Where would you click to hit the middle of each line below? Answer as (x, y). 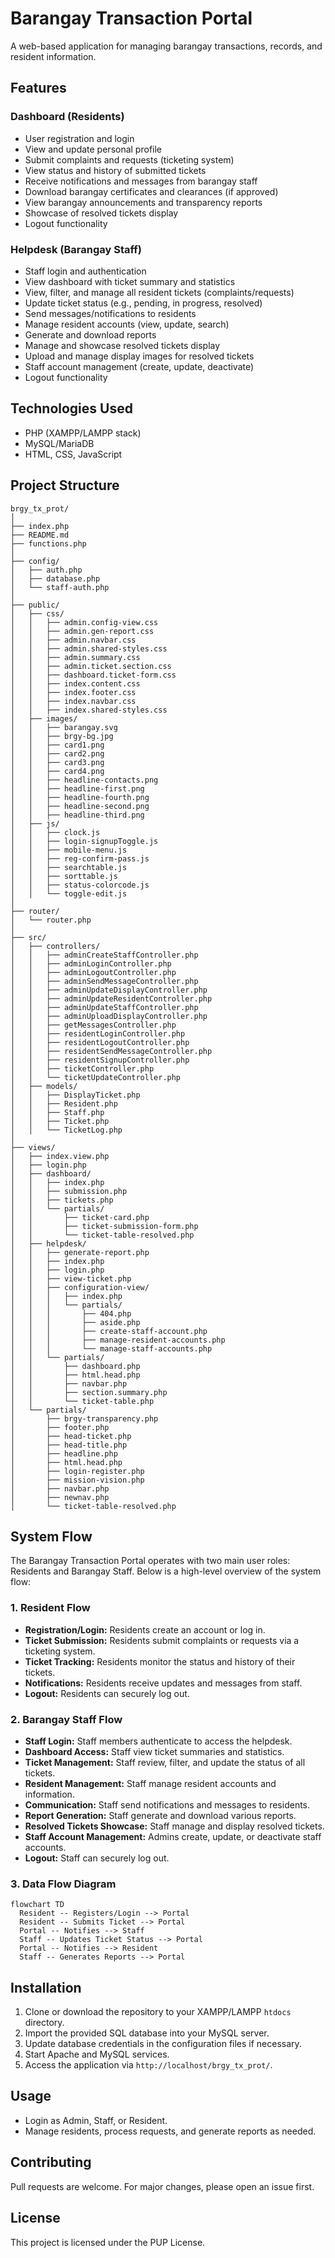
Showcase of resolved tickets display (101, 213)
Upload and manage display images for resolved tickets (139, 356)
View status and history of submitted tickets (115, 170)
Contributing (51, 2162)
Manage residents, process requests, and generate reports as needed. (170, 2131)
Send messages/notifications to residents (110, 313)
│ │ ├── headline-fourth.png (80, 797)
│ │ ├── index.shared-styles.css (89, 710)
